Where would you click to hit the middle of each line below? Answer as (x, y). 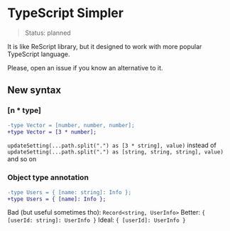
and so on (22, 159)
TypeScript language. (39, 54)
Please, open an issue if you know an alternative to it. (85, 68)
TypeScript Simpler (66, 13)
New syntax (34, 90)
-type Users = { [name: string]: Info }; (70, 192)
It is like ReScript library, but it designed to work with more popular (105, 46)
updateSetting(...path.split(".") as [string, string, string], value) (115, 152)
